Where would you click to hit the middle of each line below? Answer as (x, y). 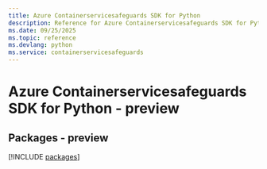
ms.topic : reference (43, 38)
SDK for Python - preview (94, 109)
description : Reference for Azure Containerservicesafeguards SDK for (128, 23)
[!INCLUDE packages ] (44, 157)
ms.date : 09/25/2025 (43, 30)
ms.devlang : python (41, 45)
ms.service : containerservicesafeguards (76, 52)
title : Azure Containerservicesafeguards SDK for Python (104, 15)
